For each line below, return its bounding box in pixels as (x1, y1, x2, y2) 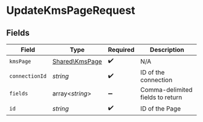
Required (108, 46, 135, 54)
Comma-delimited (140, 86, 193, 94)
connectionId (9, 73, 47, 79)
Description (150, 46, 184, 54)
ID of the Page (140, 104, 181, 112)
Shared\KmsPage (52, 57, 103, 65)
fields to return (140, 93, 182, 101)
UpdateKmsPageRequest (6, 4, 135, 18)
